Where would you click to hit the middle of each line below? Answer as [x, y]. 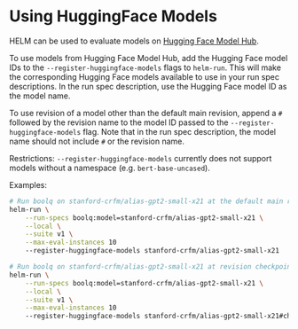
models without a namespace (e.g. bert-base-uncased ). [110, 168]
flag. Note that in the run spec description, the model [180, 131]
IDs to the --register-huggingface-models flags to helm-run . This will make [145, 67]
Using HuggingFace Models [113, 16]
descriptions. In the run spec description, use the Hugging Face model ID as [148, 86]
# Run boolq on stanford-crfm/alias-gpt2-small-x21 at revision [130, 267]
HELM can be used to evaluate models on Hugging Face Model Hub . [134, 41]
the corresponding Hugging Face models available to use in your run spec [144, 76]
